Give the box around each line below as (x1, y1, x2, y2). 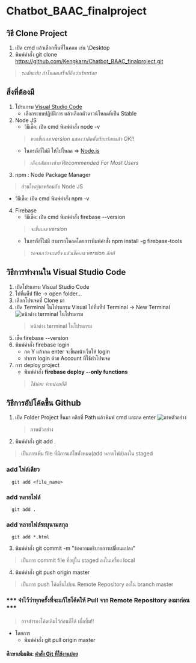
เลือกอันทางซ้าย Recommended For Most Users (29, 159, 139, 166)
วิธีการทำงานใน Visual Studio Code (6, 267, 126, 277)
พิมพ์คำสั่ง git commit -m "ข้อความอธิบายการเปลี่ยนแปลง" (14, 544, 136, 552)
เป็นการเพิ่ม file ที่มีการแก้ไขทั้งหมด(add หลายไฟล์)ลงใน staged (20, 450, 153, 457)
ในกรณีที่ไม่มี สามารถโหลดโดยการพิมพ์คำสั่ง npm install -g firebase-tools (23, 237, 182, 244)
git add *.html (11, 534, 50, 540)
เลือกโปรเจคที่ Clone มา (14, 297, 65, 304)
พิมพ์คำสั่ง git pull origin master (23, 636, 96, 643)
